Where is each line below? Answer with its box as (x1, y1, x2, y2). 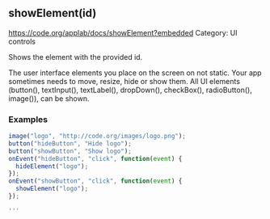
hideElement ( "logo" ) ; (15, 162, 89, 171)
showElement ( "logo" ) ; (15, 185, 89, 193)
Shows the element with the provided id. (8, 52, 143, 61)
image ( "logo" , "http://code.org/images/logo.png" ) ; (8, 133, 186, 141)
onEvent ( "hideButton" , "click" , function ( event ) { (8, 154, 183, 162)
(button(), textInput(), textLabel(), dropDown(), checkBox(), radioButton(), (8, 85, 252, 95)
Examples (8, 113, 49, 124)
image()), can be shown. (8, 93, 91, 103)
